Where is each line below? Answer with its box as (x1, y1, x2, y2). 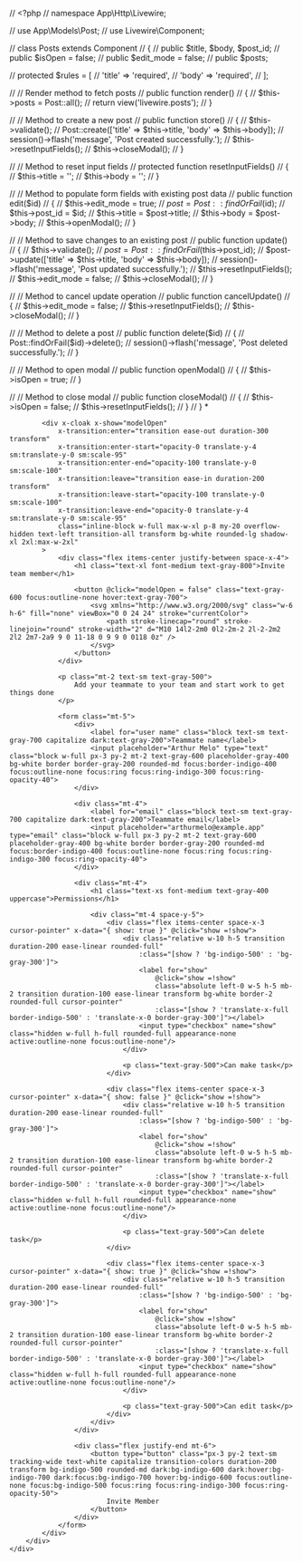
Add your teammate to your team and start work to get (73, 680, 285, 689)
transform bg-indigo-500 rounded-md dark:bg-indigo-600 (9, 1465, 224, 1474)
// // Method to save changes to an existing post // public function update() (9, 235, 288, 246)
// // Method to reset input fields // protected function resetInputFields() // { (9, 161, 289, 171)
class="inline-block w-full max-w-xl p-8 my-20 (57, 522, 241, 531)
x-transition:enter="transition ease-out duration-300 (57, 427, 269, 436)
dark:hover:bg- (227, 1465, 285, 1474)
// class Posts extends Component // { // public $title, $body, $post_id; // (9, 43, 280, 53)
